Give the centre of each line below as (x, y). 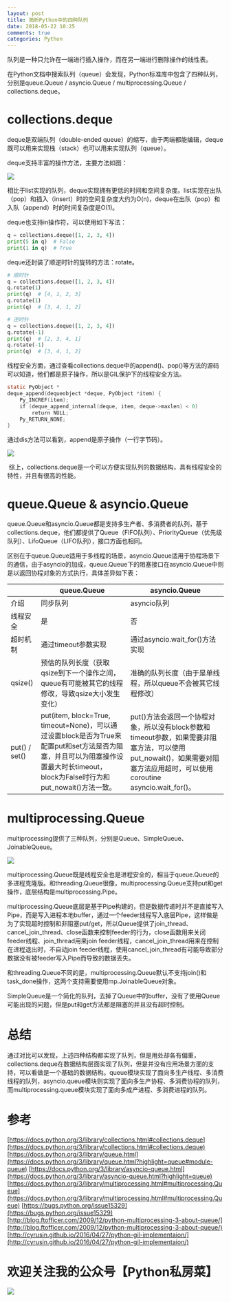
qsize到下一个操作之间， (80, 673)
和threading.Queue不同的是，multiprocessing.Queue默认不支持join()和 (107, 973)
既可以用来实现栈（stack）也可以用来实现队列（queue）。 (89, 148)
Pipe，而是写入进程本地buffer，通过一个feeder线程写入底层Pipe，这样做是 (113, 915)
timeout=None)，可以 (76, 726)
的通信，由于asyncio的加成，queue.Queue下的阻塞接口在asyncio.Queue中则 (115, 565)
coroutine (146, 777)
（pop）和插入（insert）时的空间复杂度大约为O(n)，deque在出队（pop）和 (114, 199)
